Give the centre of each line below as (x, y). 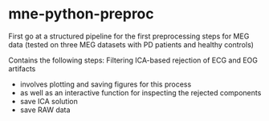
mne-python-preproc (81, 14)
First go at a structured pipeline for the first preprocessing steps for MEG (129, 36)
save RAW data (45, 110)
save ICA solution (49, 101)
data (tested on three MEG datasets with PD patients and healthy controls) (131, 44)
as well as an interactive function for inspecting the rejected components (141, 92)
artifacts (22, 68)
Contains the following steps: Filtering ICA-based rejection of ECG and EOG (133, 60)
